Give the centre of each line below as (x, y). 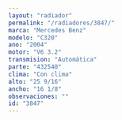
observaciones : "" (38, 96)
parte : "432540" (35, 67)
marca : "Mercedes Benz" (48, 30)
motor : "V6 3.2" (35, 52)
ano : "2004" (28, 45)
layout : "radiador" (40, 15)
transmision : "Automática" (53, 60)
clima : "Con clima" (40, 74)
